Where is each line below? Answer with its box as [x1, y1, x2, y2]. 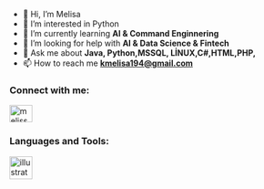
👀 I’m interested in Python [22, 18, 120, 29]
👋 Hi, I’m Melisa [22, 9, 81, 19]
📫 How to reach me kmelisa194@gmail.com [22, 58, 193, 68]
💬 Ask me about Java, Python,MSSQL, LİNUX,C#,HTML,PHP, [22, 47, 257, 58]
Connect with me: [9, 83, 90, 96]
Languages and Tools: [9, 135, 109, 148]
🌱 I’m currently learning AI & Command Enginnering [22, 28, 219, 38]
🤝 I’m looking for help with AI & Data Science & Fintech [22, 37, 229, 48]
